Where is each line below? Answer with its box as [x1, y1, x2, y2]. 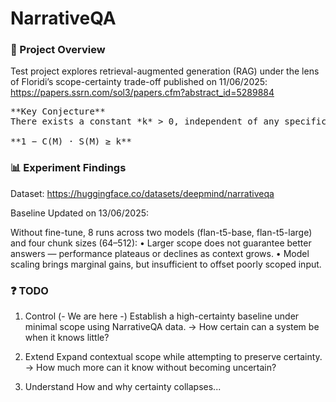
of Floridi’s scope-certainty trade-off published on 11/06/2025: [10, 76, 268, 88]
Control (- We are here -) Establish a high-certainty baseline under [24, 310, 300, 322]
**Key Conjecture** [10, 106, 106, 117]
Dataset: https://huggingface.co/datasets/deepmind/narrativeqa [10, 187, 275, 199]
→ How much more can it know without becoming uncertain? [24, 362, 277, 374]
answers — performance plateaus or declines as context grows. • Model [10, 247, 310, 259]
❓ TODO [10, 283, 49, 297]
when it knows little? [24, 332, 110, 344]
